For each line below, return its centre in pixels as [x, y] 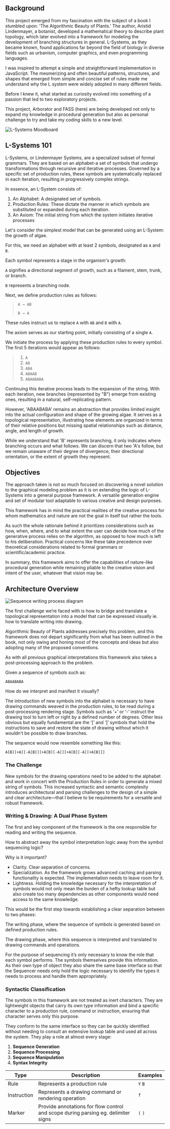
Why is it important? [26, 857]
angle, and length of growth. [35, 431]
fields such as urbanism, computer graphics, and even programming [77, 53]
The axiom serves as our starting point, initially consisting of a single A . [79, 332]
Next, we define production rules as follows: [51, 295]
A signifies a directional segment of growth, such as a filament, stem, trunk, [83, 270]
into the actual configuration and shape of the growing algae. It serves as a [83, 415]
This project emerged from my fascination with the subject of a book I [78, 20]
